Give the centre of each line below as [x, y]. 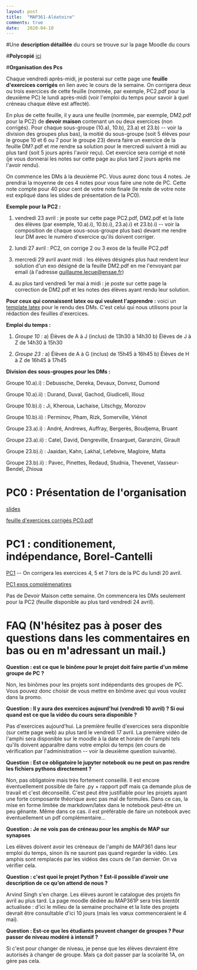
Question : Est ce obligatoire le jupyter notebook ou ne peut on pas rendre [98, 762]
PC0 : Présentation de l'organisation [96, 493]
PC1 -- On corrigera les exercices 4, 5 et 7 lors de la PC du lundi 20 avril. [94, 573]
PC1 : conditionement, [61, 544]
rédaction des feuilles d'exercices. [48, 314]
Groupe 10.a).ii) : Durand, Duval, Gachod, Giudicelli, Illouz [76, 394]
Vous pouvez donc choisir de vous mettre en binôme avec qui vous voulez [96, 691]
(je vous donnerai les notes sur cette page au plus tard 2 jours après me [93, 159]
